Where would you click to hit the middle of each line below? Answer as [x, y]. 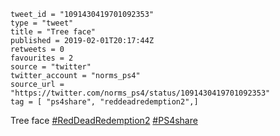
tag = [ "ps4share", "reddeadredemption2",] [104, 102]
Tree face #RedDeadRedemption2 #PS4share [104, 120]
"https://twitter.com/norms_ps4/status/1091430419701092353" [140, 93]
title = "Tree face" [53, 32]
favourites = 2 [42, 58]
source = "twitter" [51, 67]
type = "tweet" [42, 23]
